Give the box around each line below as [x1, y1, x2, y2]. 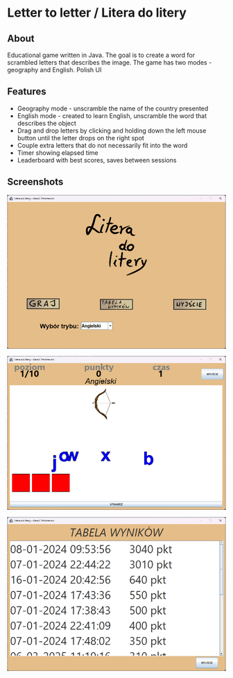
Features [7, 85, 46, 98]
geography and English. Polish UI [7, 66, 102, 74]
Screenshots [7, 176, 64, 188]
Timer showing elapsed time [17, 148, 98, 157]
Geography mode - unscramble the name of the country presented [17, 104, 209, 113]
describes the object [17, 119, 76, 127]
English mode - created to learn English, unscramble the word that [17, 111, 207, 119]
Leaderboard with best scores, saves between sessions [17, 156, 177, 164]
